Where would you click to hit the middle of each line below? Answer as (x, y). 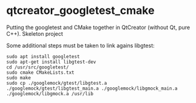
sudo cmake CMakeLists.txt (40, 72)
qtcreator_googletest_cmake (80, 11)
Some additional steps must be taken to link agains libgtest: (80, 45)
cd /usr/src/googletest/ (38, 67)
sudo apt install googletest (43, 56)
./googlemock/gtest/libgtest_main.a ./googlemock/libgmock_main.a (92, 88)
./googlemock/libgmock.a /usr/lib (50, 94)
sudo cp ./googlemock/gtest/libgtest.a (57, 83)
